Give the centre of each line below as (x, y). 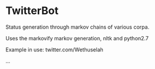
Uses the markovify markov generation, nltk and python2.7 (77, 38)
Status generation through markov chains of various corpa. (77, 27)
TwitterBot (32, 11)
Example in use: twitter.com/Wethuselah (55, 49)
